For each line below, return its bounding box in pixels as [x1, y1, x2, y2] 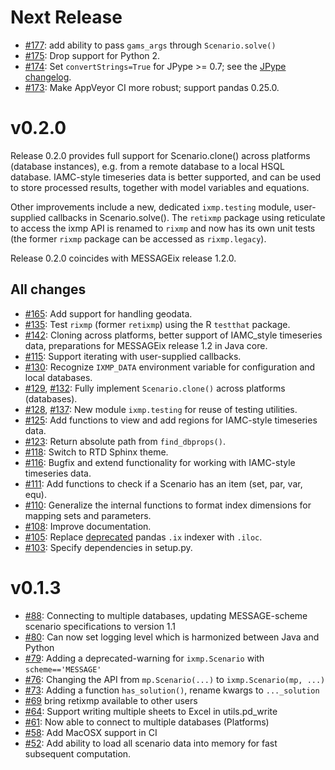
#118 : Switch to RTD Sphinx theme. [24, 446, 169, 458]
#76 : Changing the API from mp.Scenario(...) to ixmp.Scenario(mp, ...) [24, 673, 326, 685]
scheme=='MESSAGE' [24, 664, 102, 675]
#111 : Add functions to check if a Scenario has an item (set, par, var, [24, 477, 303, 490]
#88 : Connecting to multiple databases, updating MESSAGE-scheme [24, 609, 308, 621]
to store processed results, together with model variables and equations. [10, 181, 310, 193]
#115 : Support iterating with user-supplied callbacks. [24, 350, 242, 362]
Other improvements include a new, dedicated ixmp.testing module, [10, 201, 292, 213]
